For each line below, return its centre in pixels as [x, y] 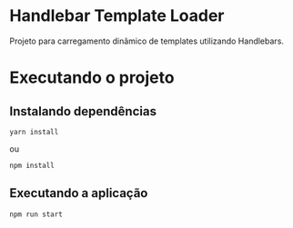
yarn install [34, 132]
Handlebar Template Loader [117, 16]
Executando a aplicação [79, 193]
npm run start [36, 214]
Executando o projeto [92, 78]
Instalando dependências [83, 111]
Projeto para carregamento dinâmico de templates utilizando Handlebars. [147, 41]
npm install [32, 165]
